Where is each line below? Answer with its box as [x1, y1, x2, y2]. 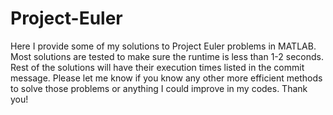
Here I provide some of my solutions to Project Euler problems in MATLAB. [10, 40, 317, 52]
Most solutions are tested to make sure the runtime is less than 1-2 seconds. [10, 50, 325, 62]
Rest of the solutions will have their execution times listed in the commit [10, 61, 305, 73]
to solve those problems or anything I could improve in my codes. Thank [10, 82, 308, 94]
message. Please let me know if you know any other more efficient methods [10, 72, 323, 84]
